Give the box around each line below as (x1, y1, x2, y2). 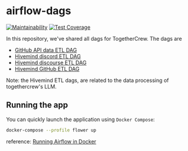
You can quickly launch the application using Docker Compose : (6, 116, 155, 123)
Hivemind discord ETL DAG (14, 52, 81, 60)
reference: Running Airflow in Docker (6, 137, 96, 145)
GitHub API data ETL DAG (14, 46, 77, 54)
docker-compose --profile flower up (6, 127, 96, 133)
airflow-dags (6, 4, 72, 18)
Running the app (6, 100, 68, 110)
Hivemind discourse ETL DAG (14, 59, 87, 66)
